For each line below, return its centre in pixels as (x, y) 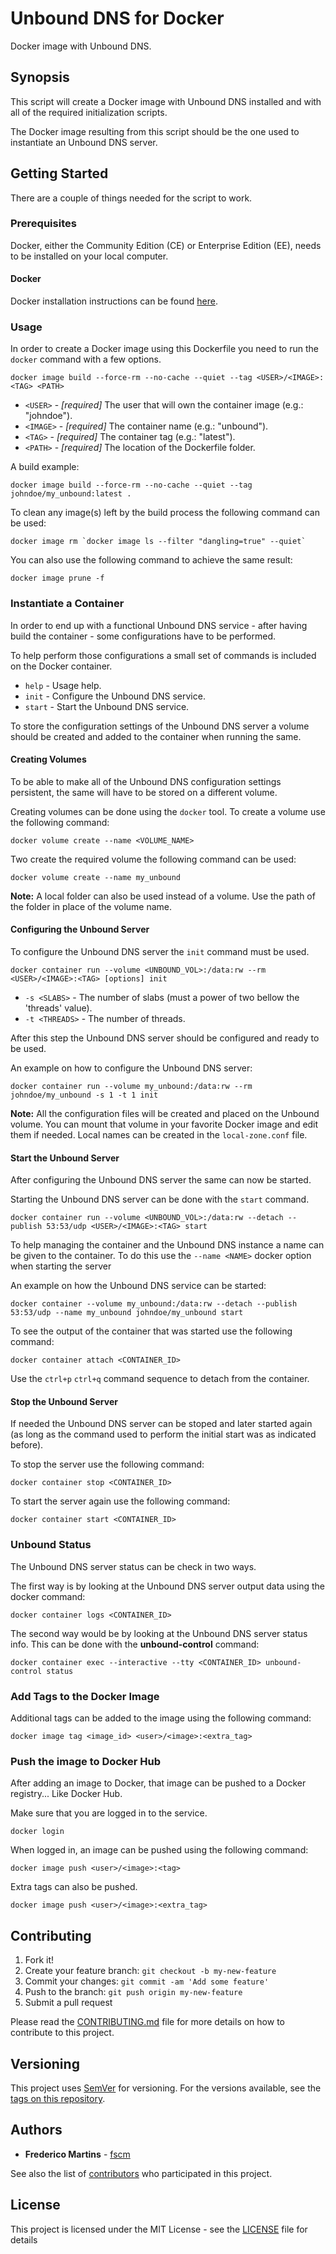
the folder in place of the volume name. (91, 906)
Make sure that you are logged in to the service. (109, 1813)
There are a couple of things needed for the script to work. (131, 198)
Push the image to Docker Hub (85, 1761)
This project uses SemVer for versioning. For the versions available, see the (166, 2088)
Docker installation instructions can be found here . (114, 301)
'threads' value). (58, 1008)
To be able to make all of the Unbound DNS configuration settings (146, 781)
